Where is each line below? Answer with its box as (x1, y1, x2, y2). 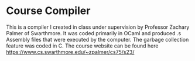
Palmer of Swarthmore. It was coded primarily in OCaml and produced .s (6, 29, 182, 36)
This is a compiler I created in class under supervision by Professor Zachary (6, 23, 190, 30)
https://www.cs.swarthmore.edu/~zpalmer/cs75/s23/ (6, 48, 135, 55)
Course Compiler (6, 4, 91, 18)
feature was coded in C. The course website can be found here (6, 42, 159, 49)
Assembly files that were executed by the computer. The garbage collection (6, 36, 189, 43)
